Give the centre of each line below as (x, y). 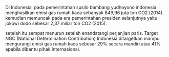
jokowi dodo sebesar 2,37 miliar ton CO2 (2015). (56, 23)
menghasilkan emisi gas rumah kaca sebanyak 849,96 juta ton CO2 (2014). (84, 13)
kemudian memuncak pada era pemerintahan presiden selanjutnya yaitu (81, 18)
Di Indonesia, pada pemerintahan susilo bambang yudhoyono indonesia (81, 7)
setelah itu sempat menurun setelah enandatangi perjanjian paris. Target (82, 33)
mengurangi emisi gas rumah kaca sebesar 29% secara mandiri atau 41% (83, 44)
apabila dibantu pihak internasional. (43, 49)
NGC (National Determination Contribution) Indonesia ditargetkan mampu (82, 38)
